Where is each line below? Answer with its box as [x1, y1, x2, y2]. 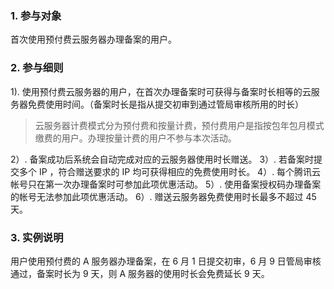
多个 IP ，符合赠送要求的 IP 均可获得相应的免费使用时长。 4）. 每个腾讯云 [18, 165, 322, 177]
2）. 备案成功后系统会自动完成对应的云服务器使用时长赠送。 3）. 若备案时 [10, 153, 315, 165]
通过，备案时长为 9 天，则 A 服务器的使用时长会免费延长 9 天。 [10, 267, 270, 279]
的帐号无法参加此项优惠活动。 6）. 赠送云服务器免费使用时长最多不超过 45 [10, 190, 317, 202]
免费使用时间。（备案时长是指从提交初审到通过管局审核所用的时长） [27, 98, 304, 110]
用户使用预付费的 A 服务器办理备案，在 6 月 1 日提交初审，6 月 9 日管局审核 [10, 255, 322, 267]
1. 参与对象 [10, 8, 62, 22]
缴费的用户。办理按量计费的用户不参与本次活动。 [34, 132, 237, 144]
